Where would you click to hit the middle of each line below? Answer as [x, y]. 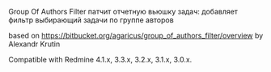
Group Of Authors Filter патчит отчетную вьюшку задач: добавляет [123, 12]
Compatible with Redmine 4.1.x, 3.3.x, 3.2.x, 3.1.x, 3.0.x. [100, 60]
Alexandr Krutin [34, 44]
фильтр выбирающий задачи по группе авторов [91, 20]
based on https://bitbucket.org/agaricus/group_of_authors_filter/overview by [136, 36]
